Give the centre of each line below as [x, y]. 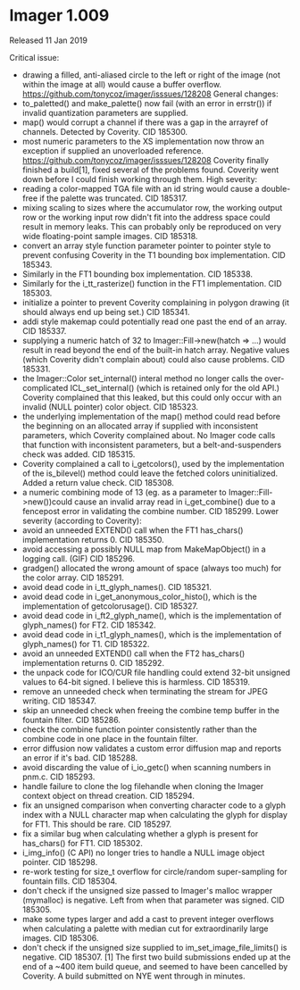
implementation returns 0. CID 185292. [93, 662]
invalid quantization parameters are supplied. [105, 112]
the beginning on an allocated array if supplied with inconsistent [140, 426]
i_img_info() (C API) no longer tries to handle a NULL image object [143, 853]
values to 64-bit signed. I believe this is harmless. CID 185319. [136, 682]
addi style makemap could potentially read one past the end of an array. [154, 321]
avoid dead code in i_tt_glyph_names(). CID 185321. [117, 587]
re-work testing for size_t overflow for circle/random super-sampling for [154, 871]
